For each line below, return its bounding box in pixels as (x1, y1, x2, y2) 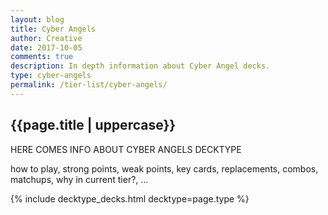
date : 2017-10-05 (10, 42, 83, 53)
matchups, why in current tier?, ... (10, 173, 149, 185)
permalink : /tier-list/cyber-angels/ (10, 80, 168, 90)
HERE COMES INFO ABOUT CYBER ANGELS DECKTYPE (10, 143, 242, 155)
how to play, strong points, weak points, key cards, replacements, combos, (10, 162, 319, 175)
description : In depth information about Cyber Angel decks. (10, 61, 271, 71)
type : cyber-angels (10, 71, 92, 81)
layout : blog (10, 14, 65, 25)
